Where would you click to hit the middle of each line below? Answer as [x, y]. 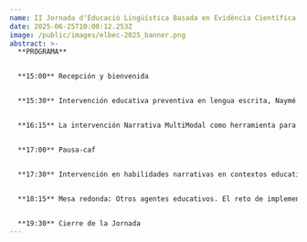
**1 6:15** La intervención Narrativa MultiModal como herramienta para [157, 125]
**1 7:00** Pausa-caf [57, 150]
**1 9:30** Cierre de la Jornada [79, 223]
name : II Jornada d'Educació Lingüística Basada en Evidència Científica [153, 18]
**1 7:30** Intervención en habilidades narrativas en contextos [143, 174]
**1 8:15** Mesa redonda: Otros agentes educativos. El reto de [140, 199]
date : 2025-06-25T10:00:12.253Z [71, 26]
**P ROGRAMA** [42, 52]
